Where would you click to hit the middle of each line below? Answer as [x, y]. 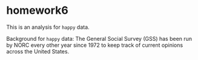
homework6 [37, 10]
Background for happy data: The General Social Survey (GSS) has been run [99, 38]
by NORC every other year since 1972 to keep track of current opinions [95, 45]
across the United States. [38, 51]
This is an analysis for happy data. [48, 27]
